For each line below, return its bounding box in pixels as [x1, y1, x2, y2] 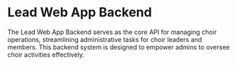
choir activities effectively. [7, 50, 85, 59]
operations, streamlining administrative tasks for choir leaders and [7, 35, 202, 43]
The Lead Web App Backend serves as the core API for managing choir [7, 28, 217, 36]
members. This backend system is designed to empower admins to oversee [7, 43, 230, 51]
